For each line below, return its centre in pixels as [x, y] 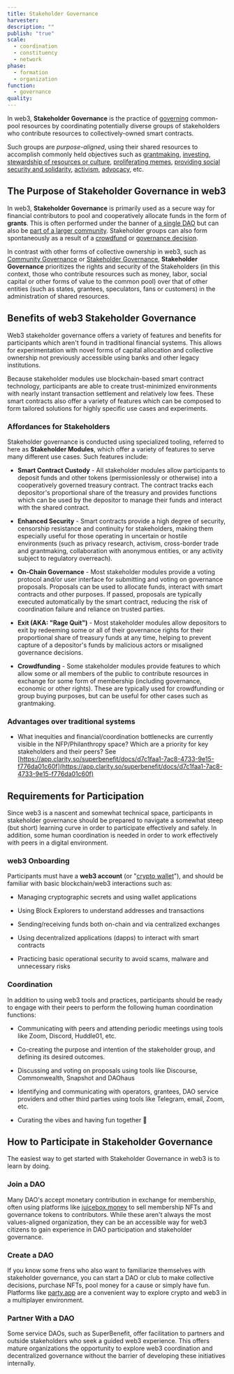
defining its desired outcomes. [61, 1056]
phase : [17, 66]
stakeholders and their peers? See [67, 751]
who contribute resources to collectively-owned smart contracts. [101, 133]
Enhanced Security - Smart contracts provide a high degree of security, [121, 521]
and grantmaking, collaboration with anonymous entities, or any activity [120, 550]
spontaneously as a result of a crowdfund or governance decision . [103, 238]
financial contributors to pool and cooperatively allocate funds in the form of [117, 215]
